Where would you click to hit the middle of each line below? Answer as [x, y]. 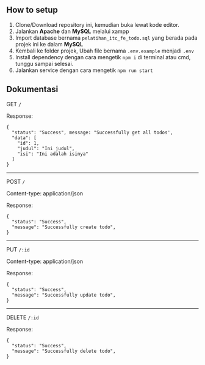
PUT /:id [18, 249]
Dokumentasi [32, 89]
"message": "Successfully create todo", [64, 227]
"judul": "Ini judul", [46, 148]
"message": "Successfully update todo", [64, 295]
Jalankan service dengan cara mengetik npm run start [84, 70]
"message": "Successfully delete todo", [64, 351]
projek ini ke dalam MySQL [49, 44]
